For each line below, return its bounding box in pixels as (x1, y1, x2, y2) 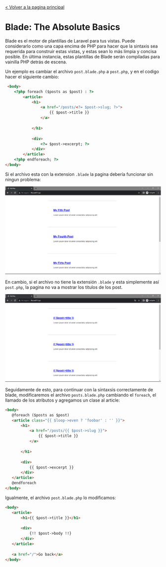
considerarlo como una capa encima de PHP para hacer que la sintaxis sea (5, 43, 158, 49)
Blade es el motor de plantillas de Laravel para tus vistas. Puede (5, 38, 135, 44)
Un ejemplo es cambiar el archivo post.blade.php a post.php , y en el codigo (5, 68, 159, 74)
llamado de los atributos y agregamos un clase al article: (5, 397, 120, 403)
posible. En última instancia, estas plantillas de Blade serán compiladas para (5, 53, 160, 59)
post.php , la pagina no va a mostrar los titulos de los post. (5, 284, 123, 290)
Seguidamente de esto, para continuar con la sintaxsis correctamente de (5, 386, 153, 393)
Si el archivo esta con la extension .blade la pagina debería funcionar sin (5, 171, 153, 177)
